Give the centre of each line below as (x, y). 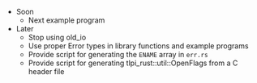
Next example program (66, 20)
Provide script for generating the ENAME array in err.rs (118, 54)
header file (46, 71)
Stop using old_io (57, 37)
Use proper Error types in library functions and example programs (138, 46)
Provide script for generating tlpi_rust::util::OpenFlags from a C (133, 63)
